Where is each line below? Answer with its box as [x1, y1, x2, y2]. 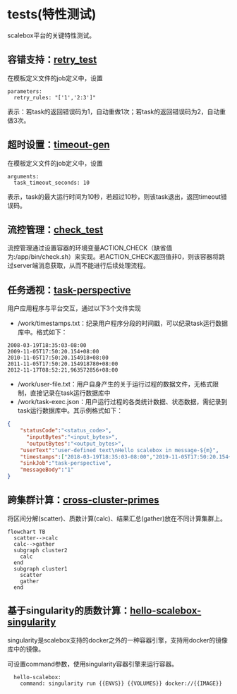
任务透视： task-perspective [7, 284, 131, 296]
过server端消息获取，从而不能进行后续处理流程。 [7, 262, 150, 270]
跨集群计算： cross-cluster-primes [7, 494, 160, 506]
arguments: [7, 173, 39, 180]
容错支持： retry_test [7, 54, 97, 66]
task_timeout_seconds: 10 [13, 179, 90, 186]
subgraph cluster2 [13, 547, 68, 554]
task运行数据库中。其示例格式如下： [17, 406, 123, 415]
